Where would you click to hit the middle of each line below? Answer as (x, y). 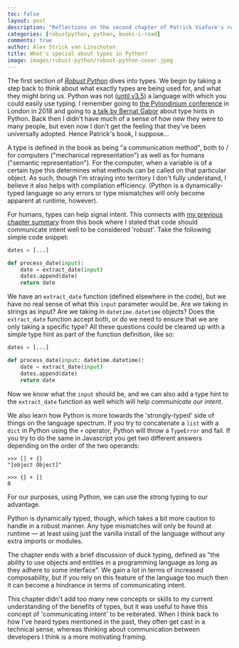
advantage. (24, 504)
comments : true (30, 41)
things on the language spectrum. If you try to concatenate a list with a (113, 423)
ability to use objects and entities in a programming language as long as (113, 562)
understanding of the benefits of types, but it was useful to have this (108, 606)
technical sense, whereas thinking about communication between (104, 629)
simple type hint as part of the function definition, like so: (91, 334)
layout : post (27, 21)
